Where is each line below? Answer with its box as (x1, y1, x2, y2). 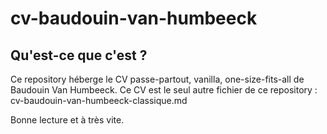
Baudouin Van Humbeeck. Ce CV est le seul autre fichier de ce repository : (10, 84, 318, 96)
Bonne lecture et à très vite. (10, 114, 125, 126)
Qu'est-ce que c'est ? (10, 47, 148, 64)
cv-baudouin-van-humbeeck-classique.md (10, 95, 188, 106)
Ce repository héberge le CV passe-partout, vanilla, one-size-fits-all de (10, 73, 305, 85)
